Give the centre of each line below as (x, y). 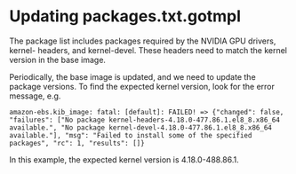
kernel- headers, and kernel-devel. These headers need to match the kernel (148, 50)
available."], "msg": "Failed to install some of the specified (131, 135)
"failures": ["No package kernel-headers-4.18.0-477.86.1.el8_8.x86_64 (144, 120)
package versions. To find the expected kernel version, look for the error (142, 86)
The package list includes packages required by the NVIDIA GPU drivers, (143, 41)
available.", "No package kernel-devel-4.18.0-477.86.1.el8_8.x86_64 (141, 127)
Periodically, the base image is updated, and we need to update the (132, 76)
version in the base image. (58, 59)
